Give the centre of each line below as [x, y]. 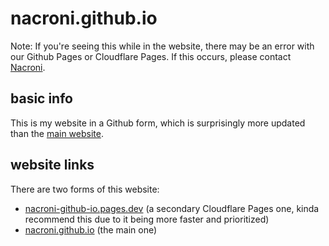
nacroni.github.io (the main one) [91, 229]
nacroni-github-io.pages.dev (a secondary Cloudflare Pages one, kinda [172, 208]
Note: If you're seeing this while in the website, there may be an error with [162, 46]
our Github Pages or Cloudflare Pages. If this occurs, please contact [151, 56]
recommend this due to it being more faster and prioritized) [147, 219]
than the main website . [57, 133]
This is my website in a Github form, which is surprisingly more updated [158, 123]
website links [52, 165]
